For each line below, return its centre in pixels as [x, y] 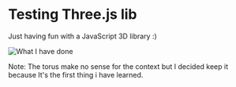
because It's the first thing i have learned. [76, 74]
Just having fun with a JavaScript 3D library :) [83, 36]
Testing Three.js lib [73, 14]
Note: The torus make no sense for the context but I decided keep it [118, 66]
